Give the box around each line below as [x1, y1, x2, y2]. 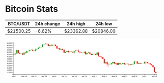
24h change [35, 21, 60, 27]
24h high [66, 21, 86, 27]
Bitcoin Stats [5, 3, 58, 15]
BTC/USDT [8, 21, 30, 27]
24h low [95, 21, 112, 27]
